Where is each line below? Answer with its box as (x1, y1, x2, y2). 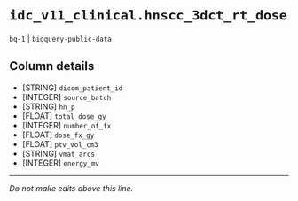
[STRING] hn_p (21, 101, 75, 112)
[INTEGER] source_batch (21, 91, 112, 102)
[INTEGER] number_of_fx (21, 120, 112, 130)
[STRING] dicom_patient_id (21, 82, 123, 93)
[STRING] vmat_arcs (21, 148, 96, 158)
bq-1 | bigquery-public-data (9, 33, 113, 43)
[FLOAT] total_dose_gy (21, 110, 106, 121)
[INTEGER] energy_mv (21, 158, 100, 168)
